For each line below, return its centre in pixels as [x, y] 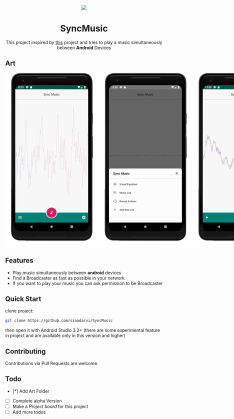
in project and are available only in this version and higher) [65, 335]
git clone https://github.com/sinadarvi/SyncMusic [59, 321]
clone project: [19, 311]
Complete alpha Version [37, 400]
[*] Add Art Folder [31, 391]
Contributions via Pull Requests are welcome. [52, 363]
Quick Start [23, 299]
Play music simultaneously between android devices [67, 272]
